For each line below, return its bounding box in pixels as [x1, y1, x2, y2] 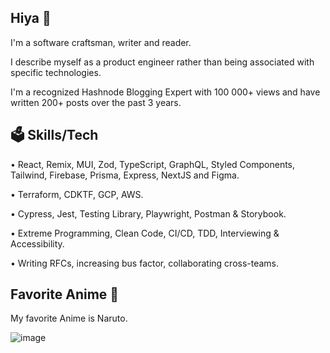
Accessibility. [10, 237, 65, 250]
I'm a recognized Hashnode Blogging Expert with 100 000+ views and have [10, 86, 321, 98]
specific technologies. [10, 66, 102, 78]
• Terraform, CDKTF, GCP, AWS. [10, 188, 144, 200]
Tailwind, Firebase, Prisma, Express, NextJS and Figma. [10, 169, 240, 181]
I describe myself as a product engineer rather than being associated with [10, 56, 315, 68]
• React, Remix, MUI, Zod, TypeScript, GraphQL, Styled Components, [10, 158, 296, 170]
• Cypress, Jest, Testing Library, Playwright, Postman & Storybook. [10, 207, 287, 220]
